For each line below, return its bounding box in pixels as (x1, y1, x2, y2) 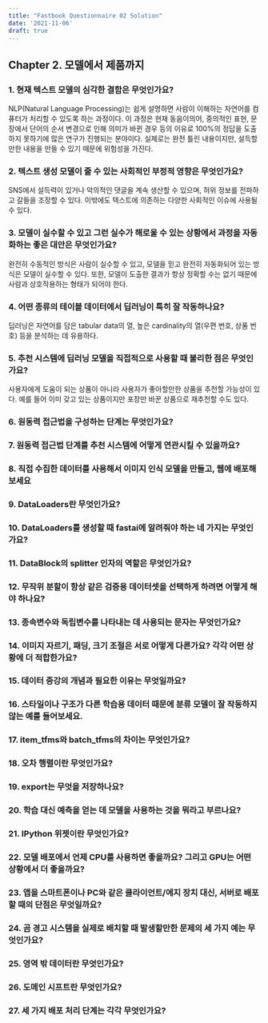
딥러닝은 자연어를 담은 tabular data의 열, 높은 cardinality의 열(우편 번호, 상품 (8, 321, 249, 330)
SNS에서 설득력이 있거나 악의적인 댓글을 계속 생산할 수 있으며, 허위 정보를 (8, 186, 238, 195)
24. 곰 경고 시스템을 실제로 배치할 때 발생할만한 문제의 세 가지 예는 (8, 922, 246, 933)
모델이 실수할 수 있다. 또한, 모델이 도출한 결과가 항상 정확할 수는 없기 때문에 (22, 269, 258, 278)
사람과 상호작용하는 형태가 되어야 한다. (8, 279, 128, 289)
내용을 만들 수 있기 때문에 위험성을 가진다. (22, 144, 154, 154)
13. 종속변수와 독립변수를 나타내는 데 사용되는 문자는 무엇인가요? (8, 617, 242, 628)
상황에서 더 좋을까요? (8, 863, 86, 874)
